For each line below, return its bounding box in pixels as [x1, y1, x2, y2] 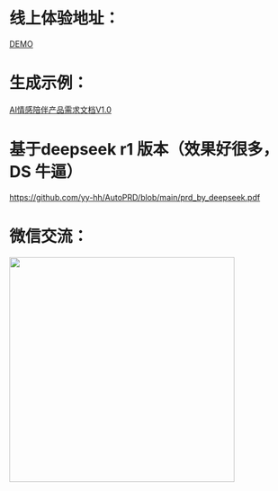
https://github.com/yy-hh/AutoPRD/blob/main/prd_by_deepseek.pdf [9, 192, 261, 202]
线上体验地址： [9, 8, 121, 29]
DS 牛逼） [9, 162, 83, 183]
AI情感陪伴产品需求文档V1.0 [9, 104, 112, 115]
